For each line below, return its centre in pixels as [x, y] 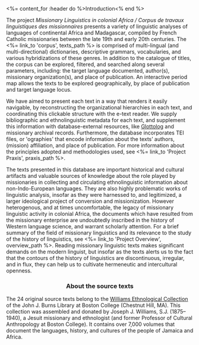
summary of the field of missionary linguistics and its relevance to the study [99, 233]
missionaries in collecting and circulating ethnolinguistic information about [97, 182]
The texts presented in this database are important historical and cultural [95, 170]
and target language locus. [39, 90]
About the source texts [100, 286]
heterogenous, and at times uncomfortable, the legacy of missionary [90, 207]
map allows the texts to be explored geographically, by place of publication [98, 83]
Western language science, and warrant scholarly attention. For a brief [93, 226]
